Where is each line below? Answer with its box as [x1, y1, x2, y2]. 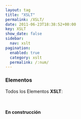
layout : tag [5, 7, 31, 13]
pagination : [5, 45, 31, 51]
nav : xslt [10, 41, 31, 46]
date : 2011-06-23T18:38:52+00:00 [5, 21, 76, 27]
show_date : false [5, 31, 42, 36]
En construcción [5, 109, 41, 115]
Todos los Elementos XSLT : [5, 88, 63, 94]
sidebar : [5, 36, 24, 41]
